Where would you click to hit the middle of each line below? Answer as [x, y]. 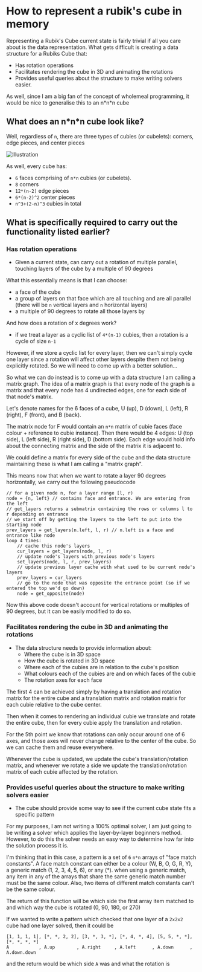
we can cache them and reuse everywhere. [60, 747]
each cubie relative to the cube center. [54, 704]
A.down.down [21, 953]
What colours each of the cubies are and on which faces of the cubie [110, 673]
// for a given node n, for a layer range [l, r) [70, 493]
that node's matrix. [30, 397]
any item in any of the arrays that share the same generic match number [96, 876]
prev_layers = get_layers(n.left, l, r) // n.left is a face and [90, 530]
